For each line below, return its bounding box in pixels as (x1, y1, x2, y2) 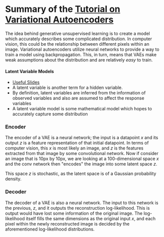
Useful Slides (12, 79, 40, 85)
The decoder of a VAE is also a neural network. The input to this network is (5, 200, 159, 206)
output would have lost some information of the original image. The (5, 210, 143, 216)
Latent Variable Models (5, 68, 54, 74)
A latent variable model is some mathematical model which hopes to (12, 106, 153, 112)
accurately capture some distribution (12, 111, 88, 117)
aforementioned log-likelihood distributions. (5, 226, 95, 232)
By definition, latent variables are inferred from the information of (12, 90, 146, 96)
